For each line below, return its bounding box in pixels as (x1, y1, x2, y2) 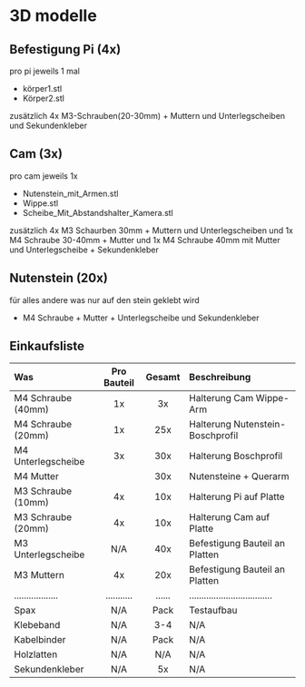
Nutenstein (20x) (9, 270, 109, 286)
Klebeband (14, 619, 61, 632)
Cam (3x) (9, 146, 64, 162)
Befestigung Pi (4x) (9, 42, 122, 57)
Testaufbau (189, 604, 238, 617)
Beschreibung (189, 371, 251, 384)
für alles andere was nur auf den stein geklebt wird (9, 294, 200, 305)
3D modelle (9, 5, 97, 26)
